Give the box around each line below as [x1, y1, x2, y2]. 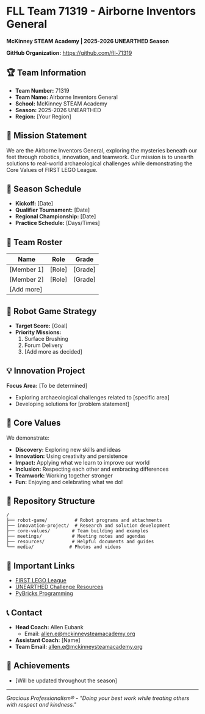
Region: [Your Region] [15, 113, 71, 120]
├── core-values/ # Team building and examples [6, 528, 149, 534]
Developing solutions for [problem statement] [15, 400, 130, 407]
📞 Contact [6, 607, 43, 618]
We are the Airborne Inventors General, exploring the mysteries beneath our [6, 146, 197, 154]
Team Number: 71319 [15, 87, 70, 94]
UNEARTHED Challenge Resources [15, 584, 104, 591]
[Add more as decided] [24, 348, 82, 355]
